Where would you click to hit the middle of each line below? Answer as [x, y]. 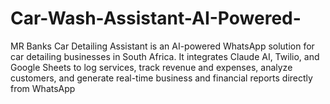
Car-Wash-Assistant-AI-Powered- [156, 18]
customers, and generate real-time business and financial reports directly [161, 78]
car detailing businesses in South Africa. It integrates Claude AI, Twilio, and [165, 56]
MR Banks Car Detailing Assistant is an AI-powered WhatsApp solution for [162, 46]
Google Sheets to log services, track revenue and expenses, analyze [151, 67]
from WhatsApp [43, 88]
